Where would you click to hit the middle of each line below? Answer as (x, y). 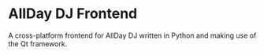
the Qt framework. (38, 43)
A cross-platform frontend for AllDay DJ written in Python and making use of (132, 35)
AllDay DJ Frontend (73, 14)
